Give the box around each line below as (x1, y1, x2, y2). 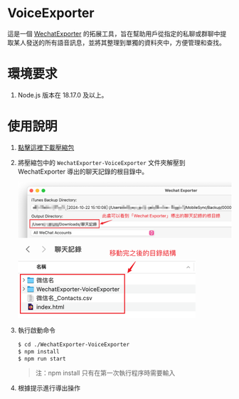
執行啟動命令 (17, 326, 55, 334)
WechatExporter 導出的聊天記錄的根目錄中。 (17, 167, 149, 176)
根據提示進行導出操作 (17, 383, 80, 392)
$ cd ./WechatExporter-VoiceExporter (17, 341, 130, 348)
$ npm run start (17, 355, 66, 362)
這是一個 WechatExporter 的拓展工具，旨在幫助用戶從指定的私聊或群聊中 (7, 29, 221, 38)
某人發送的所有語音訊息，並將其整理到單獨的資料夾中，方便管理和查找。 (13, 38, 225, 47)
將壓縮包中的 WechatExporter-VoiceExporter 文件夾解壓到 (17, 158, 186, 166)
